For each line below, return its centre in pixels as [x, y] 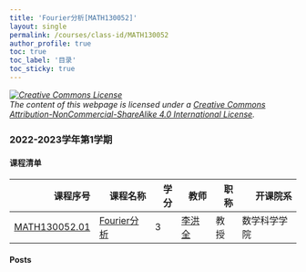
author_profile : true [51, 43]
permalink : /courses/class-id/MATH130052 [89, 35]
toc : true [28, 52]
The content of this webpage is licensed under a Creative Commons [138, 104]
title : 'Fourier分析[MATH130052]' [74, 18]
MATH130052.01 [52, 227]
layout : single [38, 26]
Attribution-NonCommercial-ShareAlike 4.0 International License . [132, 114]
